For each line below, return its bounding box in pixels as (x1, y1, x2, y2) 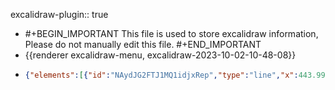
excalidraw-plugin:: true (10, 9, 109, 20)
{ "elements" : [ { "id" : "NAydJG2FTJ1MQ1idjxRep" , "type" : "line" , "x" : (24, 70, 299, 80)
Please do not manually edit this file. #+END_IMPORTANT (24, 39, 262, 50)
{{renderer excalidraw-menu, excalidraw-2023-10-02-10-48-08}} (24, 49, 297, 61)
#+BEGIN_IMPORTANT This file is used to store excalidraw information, (24, 28, 319, 39)
